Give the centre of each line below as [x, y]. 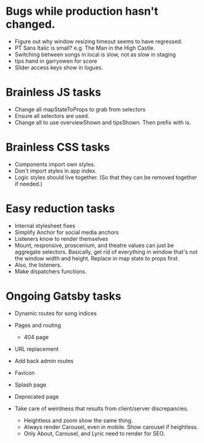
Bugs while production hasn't [82, 11]
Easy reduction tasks [60, 209]
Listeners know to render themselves [61, 238]
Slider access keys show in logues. [59, 67]
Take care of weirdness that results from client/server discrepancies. [101, 408]
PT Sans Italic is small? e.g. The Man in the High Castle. [85, 48]
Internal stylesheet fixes [45, 225]
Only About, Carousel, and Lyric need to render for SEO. [94, 433]
